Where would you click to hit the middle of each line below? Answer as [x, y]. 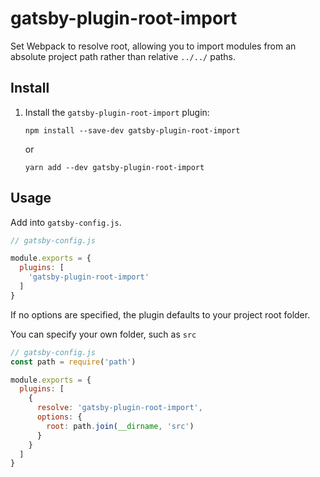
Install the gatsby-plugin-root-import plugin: [117, 112]
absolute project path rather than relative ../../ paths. [123, 56]
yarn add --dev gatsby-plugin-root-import [114, 167]
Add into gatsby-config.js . [66, 222]
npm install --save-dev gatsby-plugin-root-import [132, 130]
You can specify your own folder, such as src [103, 334]
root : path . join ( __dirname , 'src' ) [120, 426]
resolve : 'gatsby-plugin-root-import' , [119, 408]
